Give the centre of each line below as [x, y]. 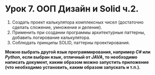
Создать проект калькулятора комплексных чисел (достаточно [78, 22]
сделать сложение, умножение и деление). [57, 27]
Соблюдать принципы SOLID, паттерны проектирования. [71, 42]
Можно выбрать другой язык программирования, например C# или [78, 52]
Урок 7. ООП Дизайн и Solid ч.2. [72, 9]
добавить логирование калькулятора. [51, 37]
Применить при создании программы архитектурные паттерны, [78, 32]
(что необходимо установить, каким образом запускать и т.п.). [73, 67]
